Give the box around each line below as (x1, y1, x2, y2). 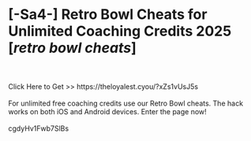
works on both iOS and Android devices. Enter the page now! (8, 106, 207, 116)
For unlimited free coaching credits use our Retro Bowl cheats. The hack (8, 98, 243, 108)
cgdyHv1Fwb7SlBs (8, 124, 69, 133)
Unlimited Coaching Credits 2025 (8, 22, 232, 40)
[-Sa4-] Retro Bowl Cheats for (8, 6, 208, 24)
